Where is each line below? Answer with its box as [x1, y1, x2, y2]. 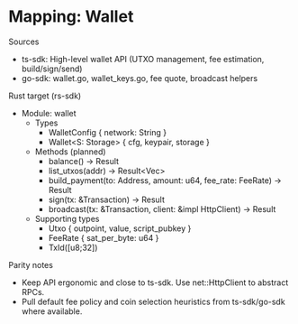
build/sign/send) [21, 63, 83, 74]
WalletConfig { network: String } [48, 126, 167, 137]
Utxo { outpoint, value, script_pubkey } [48, 223, 192, 234]
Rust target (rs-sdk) [8, 90, 82, 101]
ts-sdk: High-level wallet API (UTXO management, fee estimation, [21, 53, 265, 64]
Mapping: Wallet [8, 6, 134, 27]
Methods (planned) [34, 146, 106, 157]
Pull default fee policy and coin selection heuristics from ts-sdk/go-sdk [21, 296, 285, 307]
